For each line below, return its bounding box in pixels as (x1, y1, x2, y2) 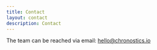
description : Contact (6, 20, 62, 26)
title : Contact (6, 9, 45, 15)
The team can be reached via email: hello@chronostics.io (6, 37, 151, 45)
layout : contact (6, 15, 48, 21)
